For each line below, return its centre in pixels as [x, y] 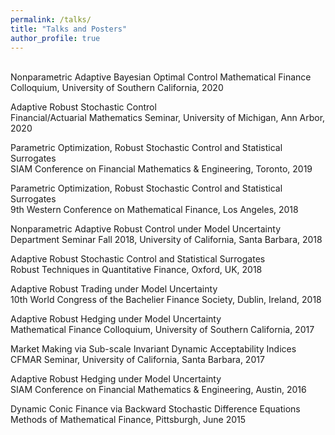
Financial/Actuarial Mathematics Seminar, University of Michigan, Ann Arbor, [168, 118]
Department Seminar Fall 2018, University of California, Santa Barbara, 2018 [166, 240]
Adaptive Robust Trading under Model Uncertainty [114, 289]
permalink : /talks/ [51, 19]
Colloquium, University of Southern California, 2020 [117, 88]
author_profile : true [55, 38]
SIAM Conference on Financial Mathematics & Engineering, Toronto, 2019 [161, 169]
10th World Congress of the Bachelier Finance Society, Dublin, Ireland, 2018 [166, 300]
